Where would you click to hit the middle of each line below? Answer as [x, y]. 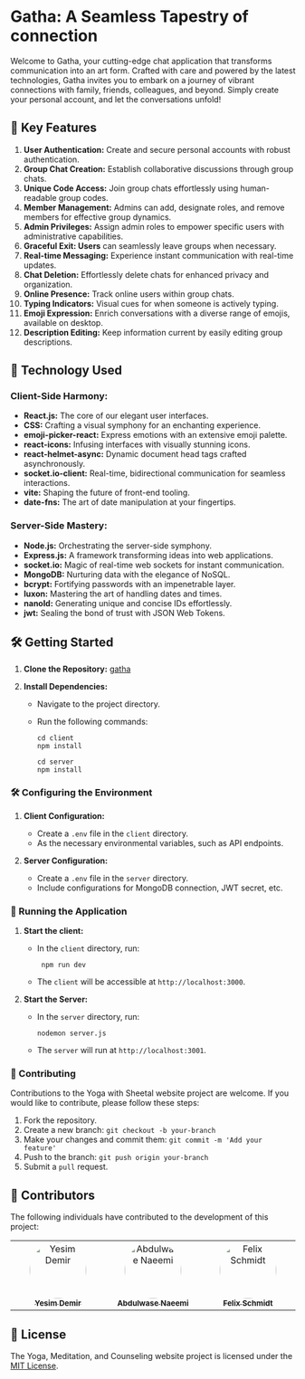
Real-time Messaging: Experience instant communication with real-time [158, 255]
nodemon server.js [71, 1033]
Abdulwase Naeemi [153, 1303]
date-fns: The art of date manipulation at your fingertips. [129, 502]
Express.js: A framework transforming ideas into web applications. [148, 555]
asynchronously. [54, 464]
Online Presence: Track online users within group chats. [129, 294]
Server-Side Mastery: [59, 526]
